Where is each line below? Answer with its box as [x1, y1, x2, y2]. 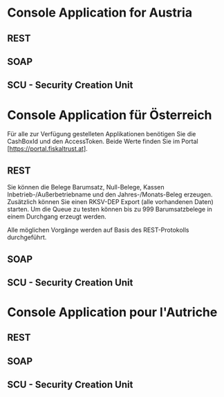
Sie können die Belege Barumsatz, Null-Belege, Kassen [7, 183, 165, 192]
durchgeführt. [7, 233, 47, 241]
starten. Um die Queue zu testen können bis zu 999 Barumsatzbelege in [7, 205, 213, 214]
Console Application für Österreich [7, 107, 212, 122]
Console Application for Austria [7, 5, 192, 21]
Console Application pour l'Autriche [7, 304, 218, 320]
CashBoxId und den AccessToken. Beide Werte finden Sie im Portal [7, 137, 198, 146]
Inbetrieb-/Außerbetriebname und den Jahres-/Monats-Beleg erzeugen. [7, 190, 213, 198]
